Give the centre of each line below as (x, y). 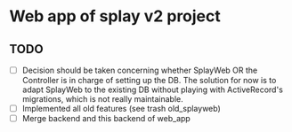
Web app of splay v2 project (115, 16)
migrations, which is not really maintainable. (103, 99)
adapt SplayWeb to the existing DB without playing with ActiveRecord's (152, 89)
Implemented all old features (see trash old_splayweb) (121, 109)
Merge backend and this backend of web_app (106, 119)
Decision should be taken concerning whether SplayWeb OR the (140, 70)
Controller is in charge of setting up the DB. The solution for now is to (149, 81)
